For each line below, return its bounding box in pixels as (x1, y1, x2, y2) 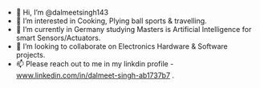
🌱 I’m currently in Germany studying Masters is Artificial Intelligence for (15, 25, 252, 34)
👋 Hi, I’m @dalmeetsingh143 (15, 8, 109, 17)
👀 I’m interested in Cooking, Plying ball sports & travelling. (15, 16, 207, 26)
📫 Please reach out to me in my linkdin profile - (15, 59, 174, 68)
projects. (15, 50, 46, 59)
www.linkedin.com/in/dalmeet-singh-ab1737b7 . (15, 70, 175, 80)
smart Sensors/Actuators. (15, 33, 101, 42)
